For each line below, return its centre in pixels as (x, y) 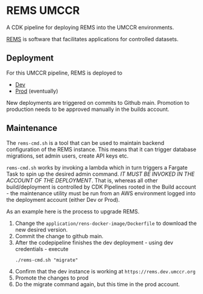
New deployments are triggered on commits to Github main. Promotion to (98, 102)
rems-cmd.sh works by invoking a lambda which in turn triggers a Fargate (97, 167)
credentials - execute (42, 249)
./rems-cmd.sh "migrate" (46, 260)
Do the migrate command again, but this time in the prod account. (98, 284)
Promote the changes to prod (52, 278)
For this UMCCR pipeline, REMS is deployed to (64, 73)
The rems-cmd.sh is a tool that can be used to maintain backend (85, 142)
